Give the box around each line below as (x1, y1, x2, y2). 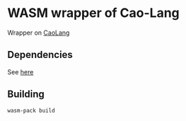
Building (7, 88, 45, 100)
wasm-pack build (7, 107, 55, 114)
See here (7, 67, 34, 76)
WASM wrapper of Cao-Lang (7, 5, 180, 21)
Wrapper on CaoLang (7, 28, 70, 37)
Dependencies (7, 49, 73, 61)
